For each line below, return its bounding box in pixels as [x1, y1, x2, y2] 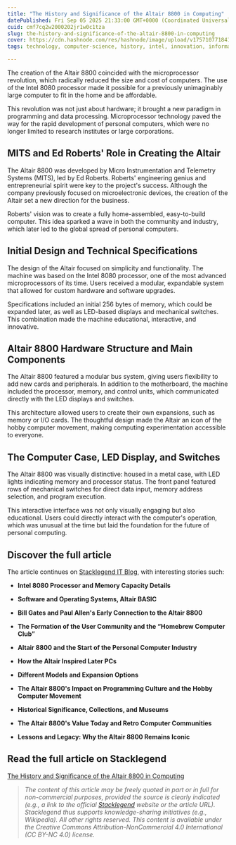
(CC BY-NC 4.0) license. [24, 830, 95, 839]
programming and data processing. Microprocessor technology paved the [7, 112, 221, 120]
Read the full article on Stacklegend [7, 753, 167, 765]
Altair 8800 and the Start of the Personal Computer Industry [17, 644, 197, 652]
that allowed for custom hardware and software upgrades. [7, 286, 176, 294]
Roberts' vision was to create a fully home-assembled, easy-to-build [7, 209, 206, 218]
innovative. [7, 322, 39, 331]
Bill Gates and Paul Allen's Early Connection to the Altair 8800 [17, 608, 203, 617]
